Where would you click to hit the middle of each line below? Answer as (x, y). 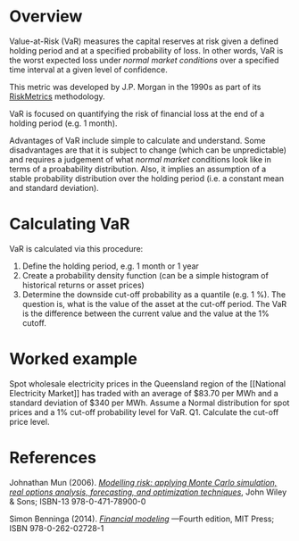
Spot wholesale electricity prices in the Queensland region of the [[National (148, 383)
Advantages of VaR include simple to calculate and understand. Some (137, 140)
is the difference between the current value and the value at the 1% (145, 313)
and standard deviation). (54, 187)
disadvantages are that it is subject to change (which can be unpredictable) (148, 150)
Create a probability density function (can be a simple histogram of (145, 275)
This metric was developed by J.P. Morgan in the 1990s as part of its (135, 87)
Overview (46, 17)
